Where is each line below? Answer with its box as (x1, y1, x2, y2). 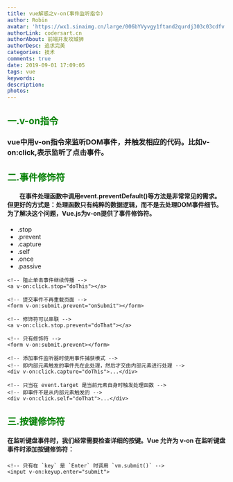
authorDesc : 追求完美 (7, 42, 66, 49)
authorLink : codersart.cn (7, 29, 82, 37)
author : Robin (7, 17, 49, 24)
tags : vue (7, 68, 36, 75)
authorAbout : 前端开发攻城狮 (7, 36, 85, 43)
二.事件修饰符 (7, 171, 66, 183)
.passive (17, 262, 42, 270)
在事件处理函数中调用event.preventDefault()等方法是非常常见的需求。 (19, 192, 221, 200)
